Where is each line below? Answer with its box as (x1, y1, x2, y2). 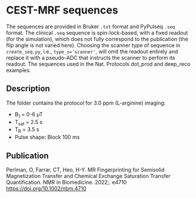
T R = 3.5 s (14, 126, 39, 135)
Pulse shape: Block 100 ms (14, 133, 80, 141)
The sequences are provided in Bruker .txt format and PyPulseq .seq (6, 23, 175, 30)
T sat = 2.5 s (14, 118, 43, 127)
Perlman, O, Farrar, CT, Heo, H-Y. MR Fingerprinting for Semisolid (6, 166, 165, 173)
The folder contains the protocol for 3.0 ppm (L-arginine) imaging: (6, 99, 166, 106)
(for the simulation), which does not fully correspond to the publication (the (6, 35, 188, 42)
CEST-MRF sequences (6, 4, 119, 17)
